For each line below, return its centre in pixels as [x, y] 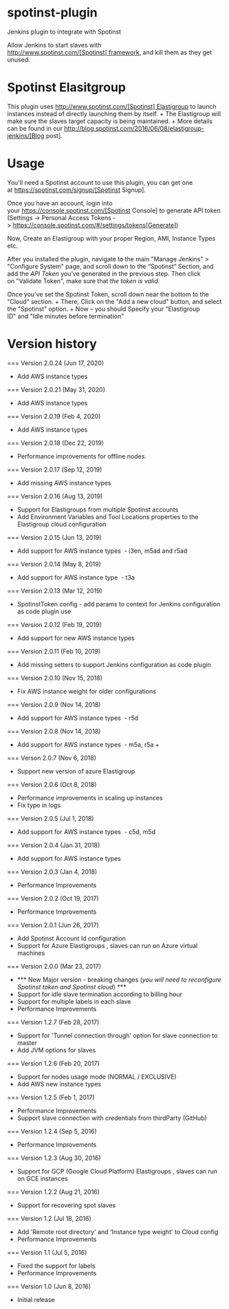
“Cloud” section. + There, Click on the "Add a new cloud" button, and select [115, 301]
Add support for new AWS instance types [76, 638]
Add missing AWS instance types [64, 483]
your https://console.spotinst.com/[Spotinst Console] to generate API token [114, 210]
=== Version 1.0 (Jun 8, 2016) [49, 1286]
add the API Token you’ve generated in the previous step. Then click [104, 274]
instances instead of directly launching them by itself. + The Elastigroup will [114, 113]
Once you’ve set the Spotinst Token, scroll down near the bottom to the [108, 294]
